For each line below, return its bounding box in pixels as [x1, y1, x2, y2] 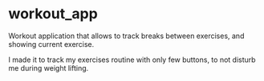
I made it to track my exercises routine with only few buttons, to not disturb [8, 55, 256, 64]
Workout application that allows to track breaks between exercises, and [8, 31, 245, 40]
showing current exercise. [8, 39, 95, 48]
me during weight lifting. [8, 63, 89, 72]
